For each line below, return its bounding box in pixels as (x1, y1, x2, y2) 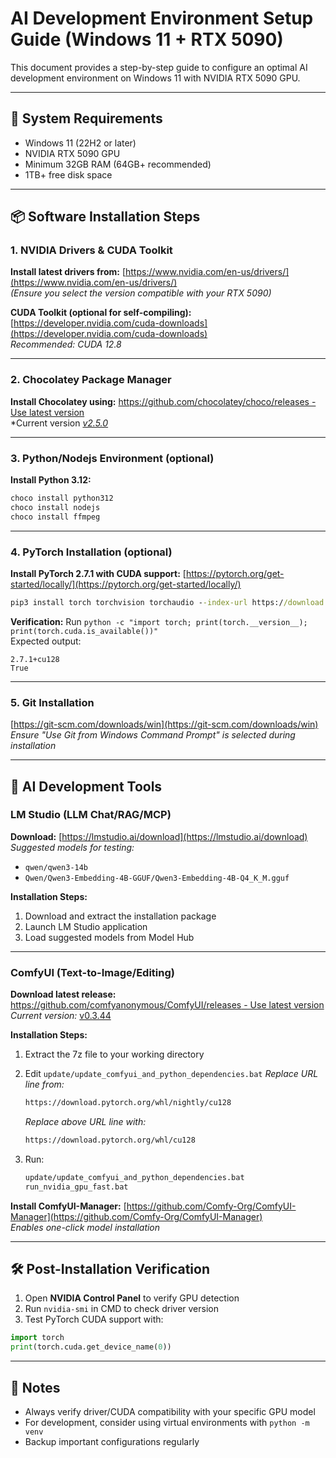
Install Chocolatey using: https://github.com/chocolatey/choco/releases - (10, 395, 317, 407)
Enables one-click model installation (10, 1221, 161, 1233)
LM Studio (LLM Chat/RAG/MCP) (10, 808, 172, 822)
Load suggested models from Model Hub (24, 931, 195, 943)
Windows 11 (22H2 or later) (24, 137, 137, 149)
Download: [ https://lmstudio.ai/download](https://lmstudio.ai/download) (10, 830, 308, 842)
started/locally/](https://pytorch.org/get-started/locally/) (10, 578, 242, 590)
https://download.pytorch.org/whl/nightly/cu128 (24, 1098, 232, 1108)
